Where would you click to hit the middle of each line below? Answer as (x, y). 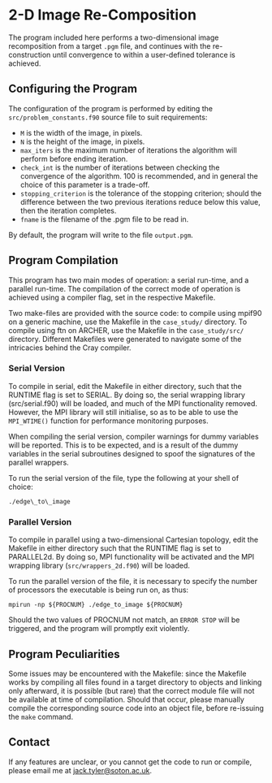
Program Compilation (64, 260)
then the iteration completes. (68, 210)
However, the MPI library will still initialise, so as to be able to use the (123, 412)
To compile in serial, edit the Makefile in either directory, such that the (125, 386)
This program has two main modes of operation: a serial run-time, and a (129, 280)
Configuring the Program (73, 89)
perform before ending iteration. (74, 158)
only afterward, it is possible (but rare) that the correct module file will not (132, 690)
